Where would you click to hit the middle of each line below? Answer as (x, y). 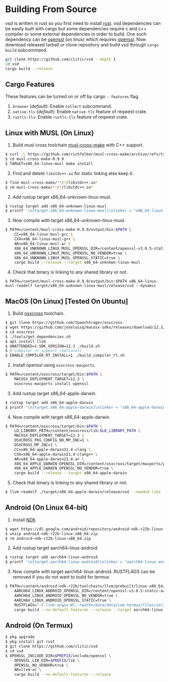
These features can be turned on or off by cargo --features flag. (72, 96)
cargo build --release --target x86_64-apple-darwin (71, 473)
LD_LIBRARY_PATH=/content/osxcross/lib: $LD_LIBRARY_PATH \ (77, 431)
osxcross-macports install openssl (52, 384)
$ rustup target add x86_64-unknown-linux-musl (56, 206)
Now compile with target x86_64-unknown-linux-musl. (69, 220)
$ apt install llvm (26, 342)
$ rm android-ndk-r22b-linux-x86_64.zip (48, 538)
